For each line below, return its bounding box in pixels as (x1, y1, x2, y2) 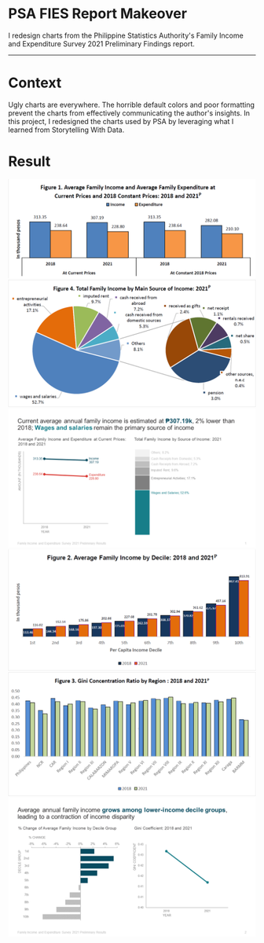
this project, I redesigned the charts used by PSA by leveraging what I (8, 116, 234, 126)
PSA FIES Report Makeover (8, 5, 187, 23)
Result (8, 152, 51, 171)
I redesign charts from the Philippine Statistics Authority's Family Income (8, 31, 244, 40)
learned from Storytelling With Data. (8, 125, 125, 134)
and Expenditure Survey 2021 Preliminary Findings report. (8, 39, 195, 48)
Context (8, 74, 62, 92)
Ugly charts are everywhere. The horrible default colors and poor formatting (8, 100, 255, 109)
